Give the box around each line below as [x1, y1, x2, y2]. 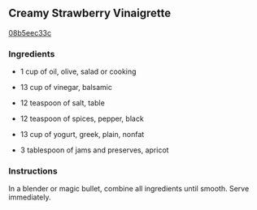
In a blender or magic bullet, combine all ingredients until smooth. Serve [8, 184, 250, 194]
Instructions [8, 165, 59, 177]
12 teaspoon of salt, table [20, 98, 106, 108]
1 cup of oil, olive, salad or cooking [20, 66, 137, 76]
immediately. [8, 192, 51, 202]
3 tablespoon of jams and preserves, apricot [20, 145, 169, 155]
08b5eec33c [8, 28, 51, 37]
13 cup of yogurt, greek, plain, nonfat [20, 130, 145, 139]
